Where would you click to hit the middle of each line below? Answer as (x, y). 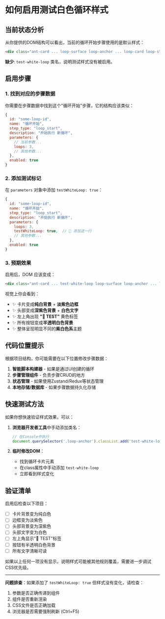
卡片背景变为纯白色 (32, 514)
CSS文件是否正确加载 (34, 605)
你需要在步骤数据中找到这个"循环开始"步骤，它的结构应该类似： (69, 105)
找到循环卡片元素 (37, 462)
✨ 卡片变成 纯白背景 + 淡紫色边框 (45, 304)
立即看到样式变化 (37, 474)
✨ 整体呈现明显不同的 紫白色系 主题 (47, 329)
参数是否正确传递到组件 (36, 593)
